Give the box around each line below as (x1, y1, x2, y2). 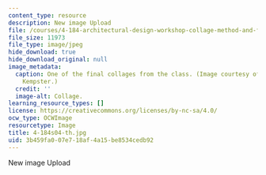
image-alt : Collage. (15, 92, 83, 100)
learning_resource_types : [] (8, 99, 104, 107)
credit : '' (15, 84, 51, 93)
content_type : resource (8, 11, 87, 20)
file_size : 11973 (8, 33, 66, 42)
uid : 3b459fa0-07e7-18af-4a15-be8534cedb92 (8, 136, 154, 144)
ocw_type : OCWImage (8, 114, 73, 122)
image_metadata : (8, 63, 62, 71)
